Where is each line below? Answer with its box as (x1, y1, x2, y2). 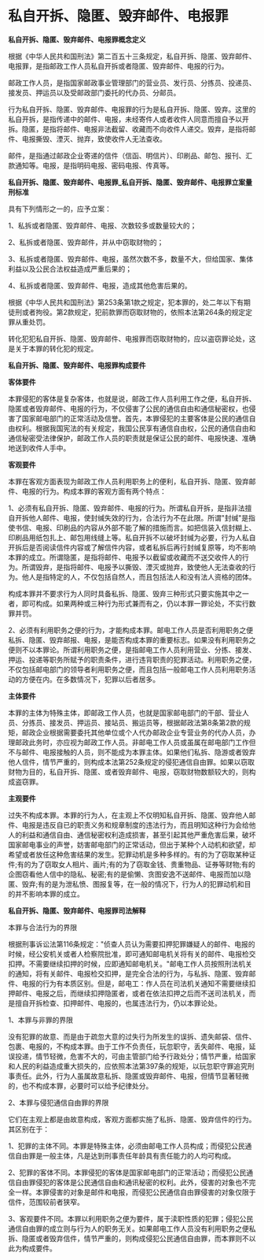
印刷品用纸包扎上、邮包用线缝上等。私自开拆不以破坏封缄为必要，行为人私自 (8, 532, 256, 542)
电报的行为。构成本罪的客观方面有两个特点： (21, 486, 167, 496)
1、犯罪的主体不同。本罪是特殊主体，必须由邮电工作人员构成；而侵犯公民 (8, 1141, 245, 1151)
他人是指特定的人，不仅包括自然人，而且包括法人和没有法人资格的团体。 (21, 572, 256, 581)
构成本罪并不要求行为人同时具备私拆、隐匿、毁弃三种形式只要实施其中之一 (8, 588, 249, 598)
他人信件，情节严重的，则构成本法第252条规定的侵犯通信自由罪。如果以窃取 (8, 757, 255, 766)
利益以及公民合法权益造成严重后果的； (8, 264, 132, 273)
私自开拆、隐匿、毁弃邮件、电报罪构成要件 (8, 360, 146, 370)
